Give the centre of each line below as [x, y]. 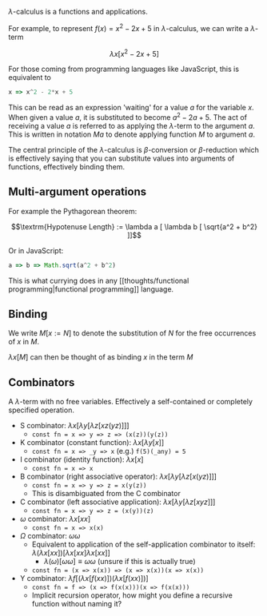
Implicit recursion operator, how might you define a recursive [132, 595]
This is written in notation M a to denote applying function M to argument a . [132, 134]
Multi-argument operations [78, 192]
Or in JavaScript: [36, 250]
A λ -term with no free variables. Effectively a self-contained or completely [131, 402]
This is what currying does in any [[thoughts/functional [99, 280]
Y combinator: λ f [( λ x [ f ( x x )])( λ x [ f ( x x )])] [84, 578]
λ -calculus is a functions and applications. [78, 12]
